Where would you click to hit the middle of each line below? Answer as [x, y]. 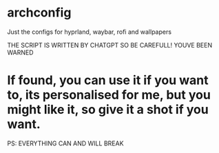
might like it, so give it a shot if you [108, 110]
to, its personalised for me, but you [109, 95]
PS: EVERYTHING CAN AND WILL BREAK [65, 143]
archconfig [39, 13]
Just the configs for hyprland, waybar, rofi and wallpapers [90, 32]
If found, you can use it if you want [108, 80]
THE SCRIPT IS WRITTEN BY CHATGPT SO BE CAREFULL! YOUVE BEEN [109, 45]
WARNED [20, 52]
